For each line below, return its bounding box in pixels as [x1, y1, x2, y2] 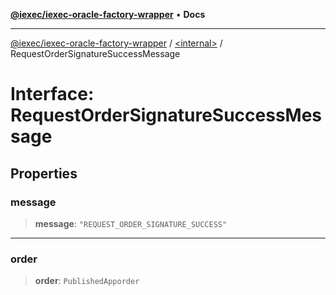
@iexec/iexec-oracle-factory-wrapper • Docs [10, 9, 206, 20]
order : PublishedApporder [34, 275, 140, 287]
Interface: [10, 83, 95, 106]
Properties [10, 165, 78, 182]
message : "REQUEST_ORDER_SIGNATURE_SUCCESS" [34, 217, 228, 229]
